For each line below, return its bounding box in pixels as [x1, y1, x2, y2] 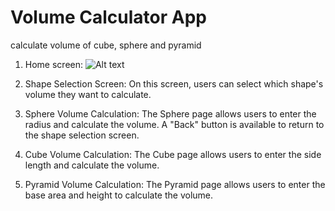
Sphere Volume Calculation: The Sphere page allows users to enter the [24, 107, 317, 120]
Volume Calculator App [10, 6, 207, 29]
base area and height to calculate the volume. [24, 189, 214, 201]
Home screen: [24, 58, 84, 70]
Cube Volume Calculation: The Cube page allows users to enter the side [24, 148, 322, 160]
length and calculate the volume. [24, 159, 160, 171]
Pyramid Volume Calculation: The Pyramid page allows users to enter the [24, 178, 326, 190]
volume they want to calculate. [24, 88, 152, 100]
